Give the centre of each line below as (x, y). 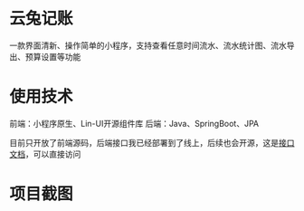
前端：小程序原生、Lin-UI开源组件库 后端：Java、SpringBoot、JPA (134, 123)
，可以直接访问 (53, 154)
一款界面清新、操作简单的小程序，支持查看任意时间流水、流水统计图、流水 (148, 45)
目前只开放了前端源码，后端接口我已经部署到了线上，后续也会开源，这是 (144, 142)
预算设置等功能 (53, 56)
